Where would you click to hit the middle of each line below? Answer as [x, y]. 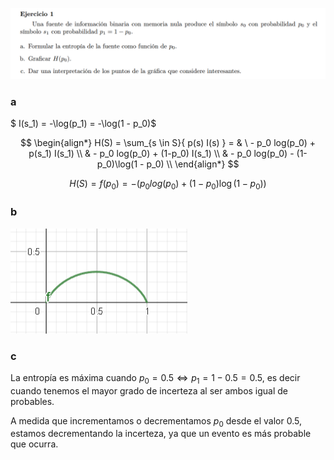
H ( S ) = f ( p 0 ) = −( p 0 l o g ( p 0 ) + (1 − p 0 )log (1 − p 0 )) [168, 185]
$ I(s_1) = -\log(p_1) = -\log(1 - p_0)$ [83, 124]
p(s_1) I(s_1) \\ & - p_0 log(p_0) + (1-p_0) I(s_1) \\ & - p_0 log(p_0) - [161, 154]
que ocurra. [34, 444]
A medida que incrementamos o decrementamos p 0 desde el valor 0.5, [156, 421]
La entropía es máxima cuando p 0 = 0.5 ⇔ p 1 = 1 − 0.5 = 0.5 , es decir [155, 378]
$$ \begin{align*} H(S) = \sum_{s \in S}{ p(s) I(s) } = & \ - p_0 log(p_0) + [168, 143]
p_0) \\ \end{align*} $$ [193, 164]
